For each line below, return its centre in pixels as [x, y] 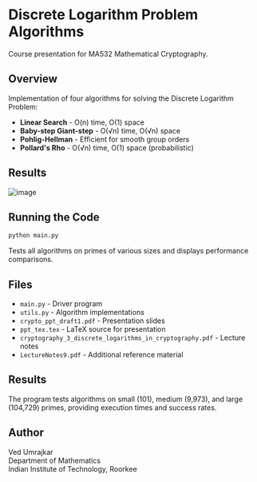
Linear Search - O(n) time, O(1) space [82, 122]
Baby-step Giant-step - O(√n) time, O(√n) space [100, 130]
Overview [33, 79]
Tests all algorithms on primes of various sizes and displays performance [128, 251]
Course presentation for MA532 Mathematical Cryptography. [109, 54]
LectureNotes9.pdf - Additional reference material [101, 355]
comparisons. [31, 259]
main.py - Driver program [61, 304]
